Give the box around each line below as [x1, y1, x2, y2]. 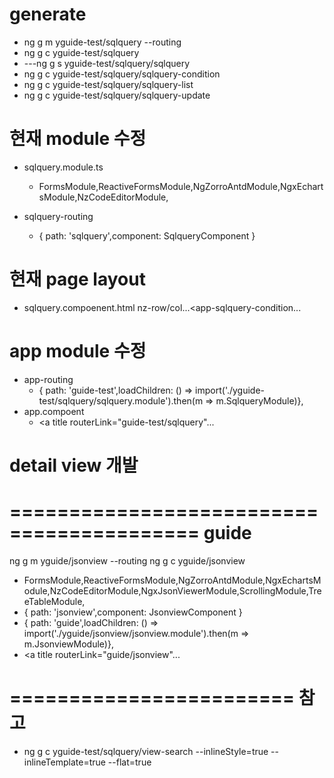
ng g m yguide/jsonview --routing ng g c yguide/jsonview [9, 554, 246, 567]
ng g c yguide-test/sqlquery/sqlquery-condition [23, 68, 221, 80]
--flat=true [107, 756, 152, 768]
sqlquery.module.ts [23, 161, 104, 173]
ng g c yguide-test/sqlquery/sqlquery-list [23, 78, 194, 90]
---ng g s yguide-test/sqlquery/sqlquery [23, 57, 191, 69]
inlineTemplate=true [23, 756, 106, 768]
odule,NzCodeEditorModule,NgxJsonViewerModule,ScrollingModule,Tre [23, 584, 322, 597]
